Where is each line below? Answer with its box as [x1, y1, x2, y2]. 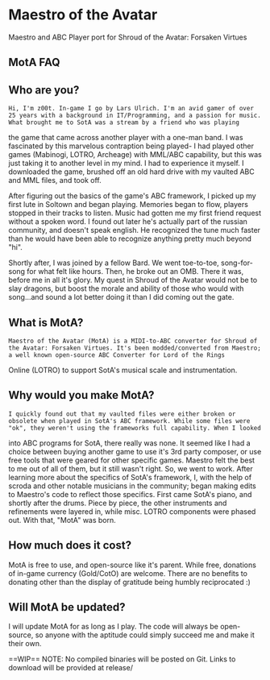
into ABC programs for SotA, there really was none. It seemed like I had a [8, 437, 251, 448]
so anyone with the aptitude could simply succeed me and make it [35, 630, 255, 640]
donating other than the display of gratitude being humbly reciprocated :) [8, 577, 251, 587]
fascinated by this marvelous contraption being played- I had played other [8, 141, 254, 151]
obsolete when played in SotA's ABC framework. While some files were [8, 417, 251, 425]
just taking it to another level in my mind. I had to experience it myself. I [8, 159, 244, 168]
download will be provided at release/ [8, 663, 133, 673]
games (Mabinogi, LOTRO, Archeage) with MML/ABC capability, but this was [8, 150, 262, 160]
